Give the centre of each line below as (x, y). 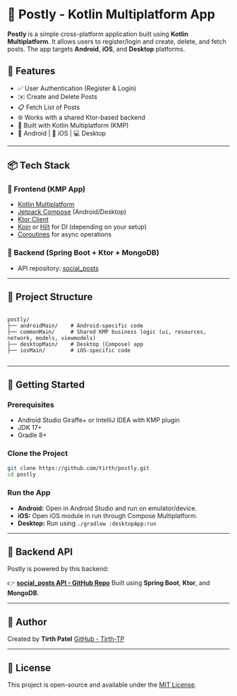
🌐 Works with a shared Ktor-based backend (81, 117)
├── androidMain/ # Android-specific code (75, 325)
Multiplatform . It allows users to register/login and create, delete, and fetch (117, 41)
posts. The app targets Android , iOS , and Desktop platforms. (96, 49)
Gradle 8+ (32, 435)
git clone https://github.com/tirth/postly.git (79, 468)
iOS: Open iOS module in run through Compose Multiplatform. (108, 515)
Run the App (29, 493)
